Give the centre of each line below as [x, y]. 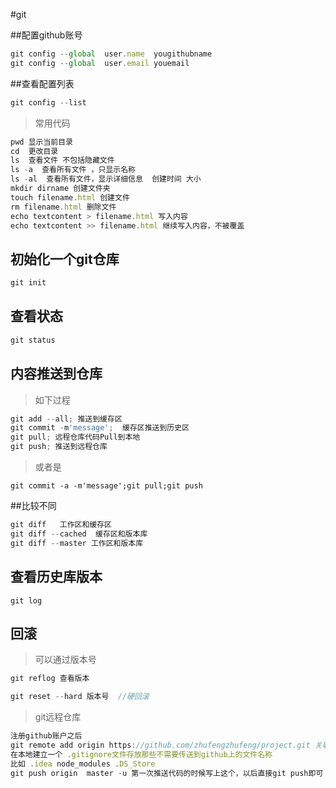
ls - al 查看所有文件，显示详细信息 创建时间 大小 [106, 179]
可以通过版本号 [65, 660]
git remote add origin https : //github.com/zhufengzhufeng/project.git [160, 745]
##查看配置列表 [42, 83]
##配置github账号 [46, 35]
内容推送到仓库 [56, 374]
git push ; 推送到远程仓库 [59, 447]
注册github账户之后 [46, 736]
